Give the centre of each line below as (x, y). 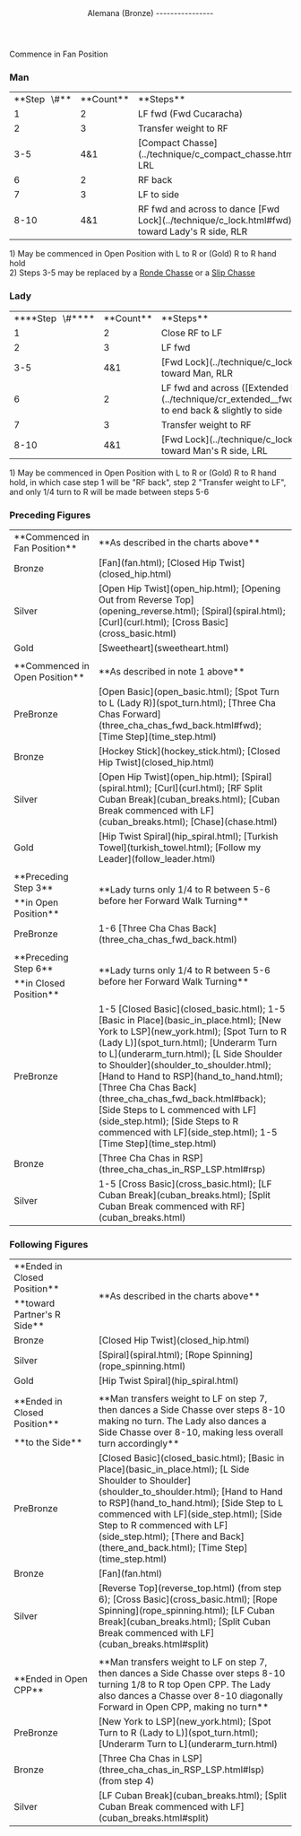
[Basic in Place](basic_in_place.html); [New (190, 1020)
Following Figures (49, 1244)
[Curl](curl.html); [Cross (149, 622)
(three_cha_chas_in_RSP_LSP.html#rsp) (182, 1169)
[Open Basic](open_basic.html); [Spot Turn (189, 692)
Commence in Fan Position (59, 54)
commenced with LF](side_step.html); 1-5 (188, 1132)
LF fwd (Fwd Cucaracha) (190, 114)
